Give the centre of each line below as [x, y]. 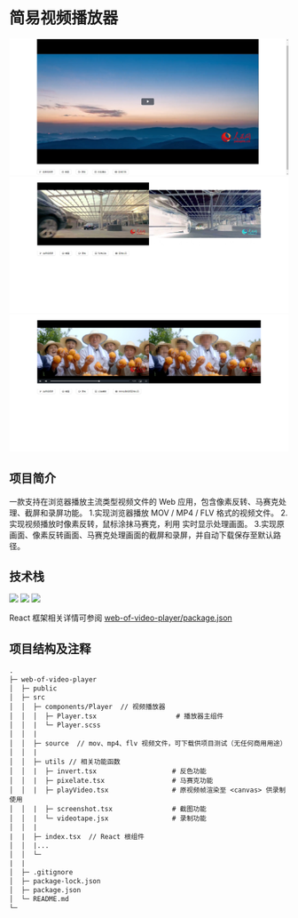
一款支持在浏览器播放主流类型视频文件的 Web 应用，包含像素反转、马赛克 [144, 501]
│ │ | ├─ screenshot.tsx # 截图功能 [108, 810]
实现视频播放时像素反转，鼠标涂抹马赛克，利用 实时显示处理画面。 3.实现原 [147, 523]
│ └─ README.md [39, 899]
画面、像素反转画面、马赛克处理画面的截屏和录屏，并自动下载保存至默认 [141, 535]
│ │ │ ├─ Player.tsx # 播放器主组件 [117, 716]
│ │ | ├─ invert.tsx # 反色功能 [108, 771]
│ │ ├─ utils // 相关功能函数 [65, 762]
